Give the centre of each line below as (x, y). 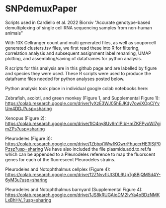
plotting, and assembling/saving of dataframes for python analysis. (74, 58)
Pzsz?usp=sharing (24, 149)
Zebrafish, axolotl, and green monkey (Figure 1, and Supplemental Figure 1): (83, 98)
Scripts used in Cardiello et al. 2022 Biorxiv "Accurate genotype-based (78, 22)
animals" (14, 33)
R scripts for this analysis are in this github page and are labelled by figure (81, 68)
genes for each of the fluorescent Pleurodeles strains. (60, 159)
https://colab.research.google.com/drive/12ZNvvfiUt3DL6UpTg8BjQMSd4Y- (83, 174)
